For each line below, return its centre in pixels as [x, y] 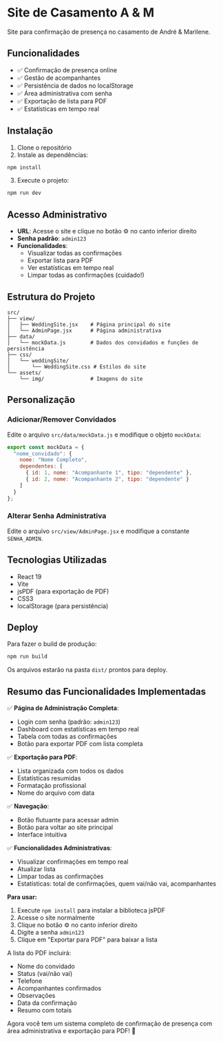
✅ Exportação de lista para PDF [62, 101]
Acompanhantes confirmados [59, 988]
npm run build [28, 657]
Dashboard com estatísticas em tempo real [78, 729]
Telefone [30, 981]
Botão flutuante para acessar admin [68, 820]
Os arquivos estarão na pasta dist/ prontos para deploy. [87, 670]
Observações [36, 996]
